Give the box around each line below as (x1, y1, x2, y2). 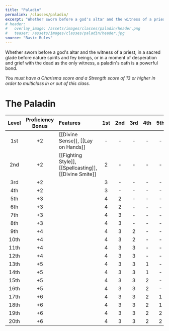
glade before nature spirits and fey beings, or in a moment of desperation (5, 54, 157, 60)
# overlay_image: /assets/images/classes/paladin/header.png (5, 26, 141, 31)
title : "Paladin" (5, 7, 42, 13)
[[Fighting (58, 151, 82, 158)
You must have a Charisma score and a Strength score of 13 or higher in (5, 75, 156, 81)
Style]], (58, 158, 76, 165)
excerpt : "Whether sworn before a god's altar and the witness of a (5, 17, 152, 22)
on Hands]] (58, 143, 86, 150)
